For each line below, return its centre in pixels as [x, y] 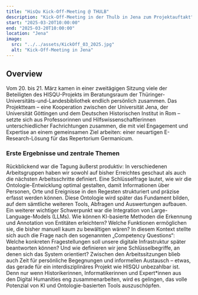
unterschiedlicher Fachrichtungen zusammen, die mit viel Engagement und [97, 126]
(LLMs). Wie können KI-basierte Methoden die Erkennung [122, 217]
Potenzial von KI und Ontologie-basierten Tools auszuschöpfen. [83, 285]
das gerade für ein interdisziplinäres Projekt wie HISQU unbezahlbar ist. [93, 267]
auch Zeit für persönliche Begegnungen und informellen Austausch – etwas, [98, 260]
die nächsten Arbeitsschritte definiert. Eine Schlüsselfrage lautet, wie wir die [99, 179]
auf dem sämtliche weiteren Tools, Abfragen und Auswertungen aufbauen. [97, 204]
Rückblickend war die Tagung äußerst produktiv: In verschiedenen [87, 166]
